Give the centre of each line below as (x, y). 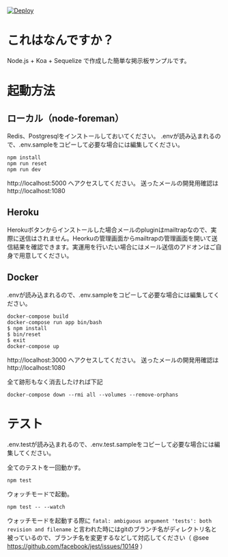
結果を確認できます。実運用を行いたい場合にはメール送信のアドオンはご (114, 247)
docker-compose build (38, 316)
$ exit (16, 340)
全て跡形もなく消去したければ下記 (55, 382)
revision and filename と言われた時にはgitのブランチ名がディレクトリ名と (112, 529)
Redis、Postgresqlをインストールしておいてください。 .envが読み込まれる (111, 136)
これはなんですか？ (61, 40)
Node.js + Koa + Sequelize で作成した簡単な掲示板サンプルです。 (99, 60)
